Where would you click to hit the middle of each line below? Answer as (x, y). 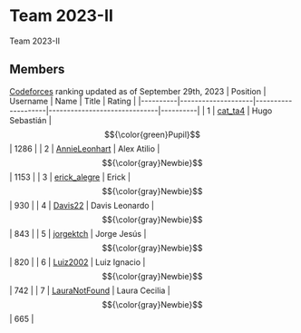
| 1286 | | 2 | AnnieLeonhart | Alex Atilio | (85, 148)
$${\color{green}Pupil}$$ (152, 134)
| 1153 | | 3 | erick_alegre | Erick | (70, 177)
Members (37, 69)
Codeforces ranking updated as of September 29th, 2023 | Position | (138, 91)
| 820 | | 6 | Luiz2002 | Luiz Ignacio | (78, 262)
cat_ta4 (231, 111)
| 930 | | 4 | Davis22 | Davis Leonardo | (82, 205)
